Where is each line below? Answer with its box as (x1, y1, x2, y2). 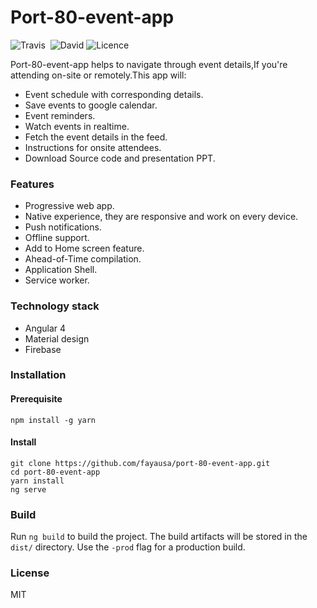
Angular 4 (24, 322, 67, 334)
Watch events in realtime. (24, 120, 130, 132)
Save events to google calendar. (24, 99, 158, 111)
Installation (10, 368, 67, 382)
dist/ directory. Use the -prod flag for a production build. (10, 541, 246, 553)
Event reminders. (24, 109, 96, 121)
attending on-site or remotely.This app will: (10, 69, 187, 81)
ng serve (10, 484, 47, 495)
